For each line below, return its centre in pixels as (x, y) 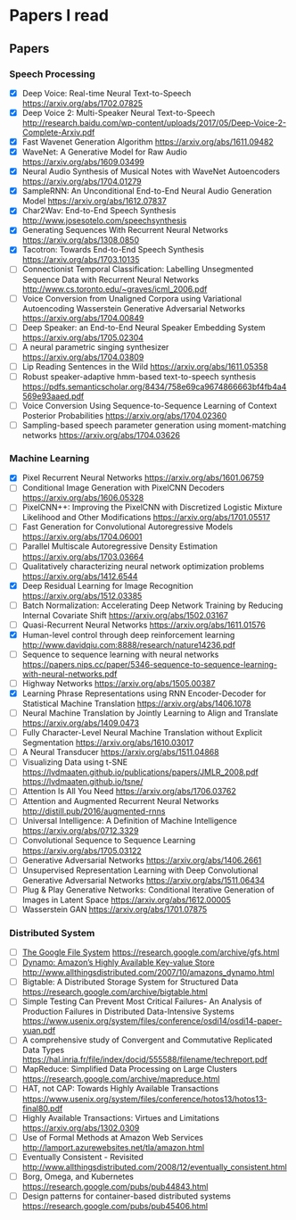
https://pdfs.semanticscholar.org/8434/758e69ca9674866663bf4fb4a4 (154, 386)
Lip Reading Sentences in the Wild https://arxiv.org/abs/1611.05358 (145, 366)
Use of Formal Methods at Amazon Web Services (112, 1137)
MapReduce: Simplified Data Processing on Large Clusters (130, 1069)
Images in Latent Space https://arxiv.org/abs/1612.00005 (127, 900)
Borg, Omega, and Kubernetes (78, 1176)
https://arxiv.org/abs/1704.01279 (82, 182)
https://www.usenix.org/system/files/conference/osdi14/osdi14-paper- (152, 1021)
